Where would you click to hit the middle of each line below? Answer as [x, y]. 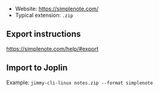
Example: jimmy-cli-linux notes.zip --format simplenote [80, 82]
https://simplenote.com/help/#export [52, 48]
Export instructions [43, 34]
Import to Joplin [37, 68]
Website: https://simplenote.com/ [57, 9]
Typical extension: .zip [44, 15]
